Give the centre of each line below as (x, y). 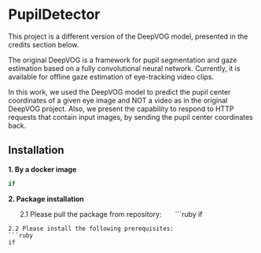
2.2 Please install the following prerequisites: (91, 229)
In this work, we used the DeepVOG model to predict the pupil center (119, 91)
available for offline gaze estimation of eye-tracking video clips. (111, 76)
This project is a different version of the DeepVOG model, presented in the (128, 36)
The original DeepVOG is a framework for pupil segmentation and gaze (123, 60)
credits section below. (44, 44)
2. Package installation (46, 199)
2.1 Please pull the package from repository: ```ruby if (111, 214)
